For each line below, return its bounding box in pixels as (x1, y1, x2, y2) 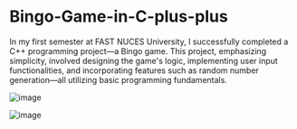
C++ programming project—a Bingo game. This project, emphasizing (9, 45, 267, 56)
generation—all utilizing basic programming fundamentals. (9, 74, 228, 85)
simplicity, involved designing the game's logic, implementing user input (9, 55, 278, 66)
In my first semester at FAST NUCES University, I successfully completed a (9, 36, 289, 47)
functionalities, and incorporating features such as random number (9, 65, 260, 76)
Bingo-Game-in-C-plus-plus (9, 6, 228, 27)
